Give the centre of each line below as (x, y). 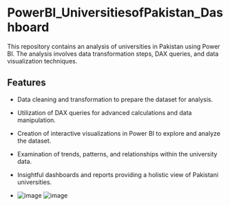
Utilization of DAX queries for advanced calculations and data (104, 112)
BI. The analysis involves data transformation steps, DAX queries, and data (113, 54)
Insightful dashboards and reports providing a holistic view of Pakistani (118, 174)
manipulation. (36, 120)
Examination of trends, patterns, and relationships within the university (117, 154)
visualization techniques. (42, 61)
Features (27, 83)
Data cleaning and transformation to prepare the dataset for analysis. (115, 99)
